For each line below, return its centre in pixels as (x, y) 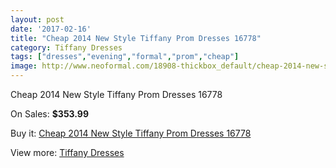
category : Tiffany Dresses (66, 47)
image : (24, 66)
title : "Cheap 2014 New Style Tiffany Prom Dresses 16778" (136, 38)
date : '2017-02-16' (51, 29)
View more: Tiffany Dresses (67, 152)
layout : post (37, 19)
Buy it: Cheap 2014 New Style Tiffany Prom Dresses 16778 (131, 133)
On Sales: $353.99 (50, 114)
